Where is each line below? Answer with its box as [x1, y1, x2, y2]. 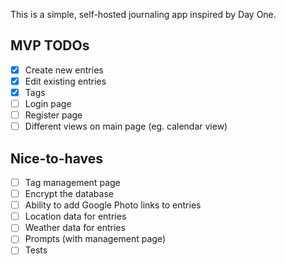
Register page [24, 109, 83, 121]
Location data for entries [24, 210, 127, 223]
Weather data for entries [24, 222, 126, 234]
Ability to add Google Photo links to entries [24, 199, 202, 211]
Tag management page [24, 177, 121, 188]
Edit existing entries [24, 75, 107, 87]
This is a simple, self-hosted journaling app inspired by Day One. [10, 9, 277, 20]
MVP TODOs [10, 37, 90, 54]
